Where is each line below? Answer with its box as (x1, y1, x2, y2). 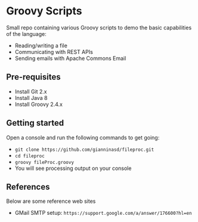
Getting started (6, 118, 64, 128)
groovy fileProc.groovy (14, 159, 75, 165)
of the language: (6, 30, 47, 37)
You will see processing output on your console (14, 165, 132, 172)
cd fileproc (14, 153, 45, 159)
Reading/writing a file (14, 42, 67, 49)
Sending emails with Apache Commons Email (14, 54, 126, 62)
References (6, 181, 50, 192)
